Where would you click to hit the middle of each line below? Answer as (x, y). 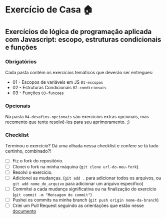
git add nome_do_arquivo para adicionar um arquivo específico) (78, 183)
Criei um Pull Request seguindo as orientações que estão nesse (78, 205)
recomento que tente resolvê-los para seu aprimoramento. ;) (67, 122)
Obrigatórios (21, 62)
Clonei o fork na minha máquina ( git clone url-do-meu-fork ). (76, 166)
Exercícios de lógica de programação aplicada (78, 31)
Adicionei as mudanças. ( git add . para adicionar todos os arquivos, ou (87, 178)
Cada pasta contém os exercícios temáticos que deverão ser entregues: (79, 72)
